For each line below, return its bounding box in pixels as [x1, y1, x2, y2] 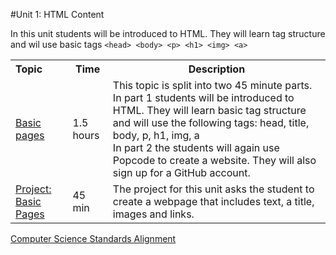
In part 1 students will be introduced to [112, 91, 295, 104]
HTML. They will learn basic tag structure [112, 104, 307, 117]
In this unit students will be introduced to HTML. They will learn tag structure [10, 28, 326, 39]
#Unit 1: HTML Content [10, 9, 105, 20]
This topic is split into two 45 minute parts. [112, 79, 313, 92]
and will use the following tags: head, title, [112, 116, 310, 129]
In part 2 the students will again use [112, 141, 280, 154]
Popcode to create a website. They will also [112, 154, 317, 167]
